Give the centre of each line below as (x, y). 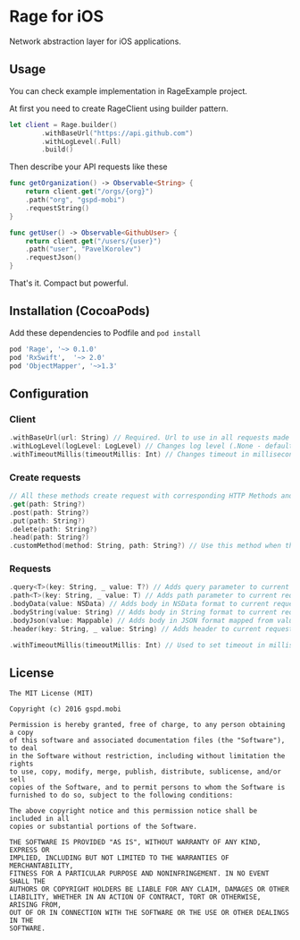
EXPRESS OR (29, 850)
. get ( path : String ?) (48, 504)
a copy (21, 733)
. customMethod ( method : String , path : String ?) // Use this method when (145, 546)
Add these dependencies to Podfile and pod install (105, 332)
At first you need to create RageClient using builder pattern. (119, 108)
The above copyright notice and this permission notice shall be (133, 811)
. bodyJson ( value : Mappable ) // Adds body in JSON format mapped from (142, 620)
